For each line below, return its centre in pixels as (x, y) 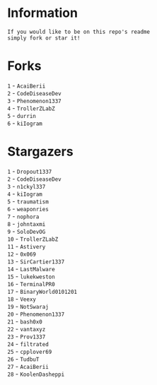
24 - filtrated (28, 343)
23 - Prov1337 (27, 336)
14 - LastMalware (31, 268)
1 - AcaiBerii (27, 85)
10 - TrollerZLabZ (33, 239)
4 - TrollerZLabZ (31, 108)
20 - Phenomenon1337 (36, 314)
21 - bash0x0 (25, 321)
